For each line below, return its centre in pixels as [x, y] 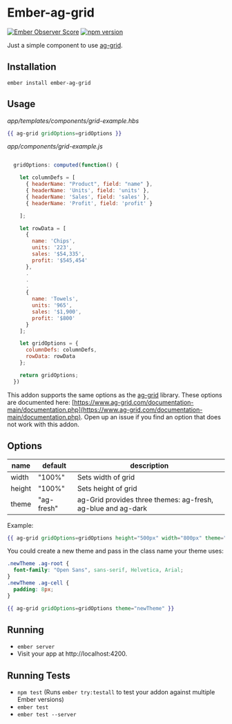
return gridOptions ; [49, 375]
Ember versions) [40, 700]
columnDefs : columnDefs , [61, 350]
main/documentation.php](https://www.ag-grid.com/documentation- [105, 410]
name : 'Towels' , [55, 299]
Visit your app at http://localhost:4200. [72, 654]
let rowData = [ [43, 228]
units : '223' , [52, 248]
